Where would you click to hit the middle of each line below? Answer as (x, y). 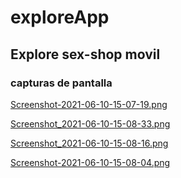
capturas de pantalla (61, 83)
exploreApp (60, 17)
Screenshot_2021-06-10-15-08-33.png (90, 123)
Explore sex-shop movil (85, 54)
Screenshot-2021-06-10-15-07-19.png (89, 104)
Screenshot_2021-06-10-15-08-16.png (89, 143)
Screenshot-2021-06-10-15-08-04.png (90, 162)
